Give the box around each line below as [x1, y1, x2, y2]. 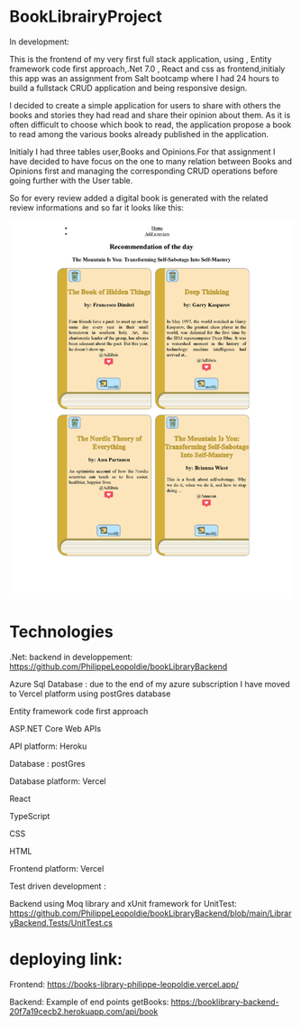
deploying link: [9, 949, 123, 970]
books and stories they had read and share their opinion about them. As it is [9, 109, 291, 120]
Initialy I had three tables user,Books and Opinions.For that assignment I [9, 146, 276, 157]
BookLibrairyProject [9, 6, 162, 27]
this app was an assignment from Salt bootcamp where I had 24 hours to [9, 72, 279, 83]
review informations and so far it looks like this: [9, 201, 185, 213]
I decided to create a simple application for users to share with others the [9, 99, 281, 110]
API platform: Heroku [9, 741, 87, 751]
